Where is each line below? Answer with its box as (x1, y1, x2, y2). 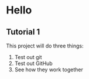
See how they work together (14, 66, 83, 73)
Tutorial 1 (6, 27, 40, 37)
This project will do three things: (6, 42, 84, 49)
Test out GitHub (14, 60, 53, 67)
